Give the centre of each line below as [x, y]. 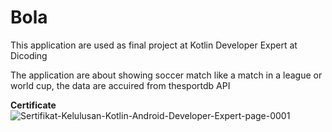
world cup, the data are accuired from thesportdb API [120, 85]
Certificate [33, 105]
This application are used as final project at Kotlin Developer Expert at [154, 45]
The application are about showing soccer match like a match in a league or [166, 75]
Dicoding [29, 55]
